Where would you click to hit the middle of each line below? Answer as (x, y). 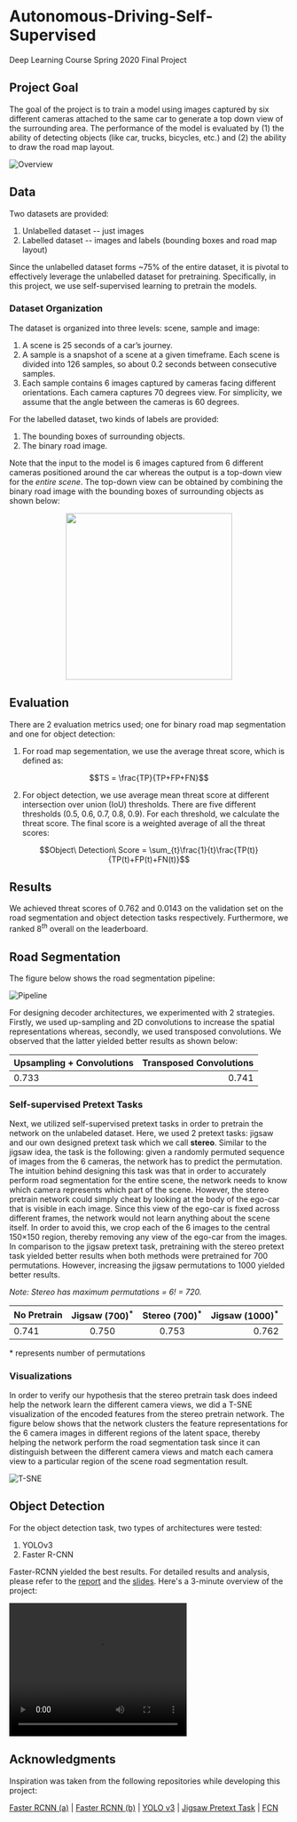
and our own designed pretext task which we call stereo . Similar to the (138, 1142)
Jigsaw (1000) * (245, 1315)
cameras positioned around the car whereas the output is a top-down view (145, 472)
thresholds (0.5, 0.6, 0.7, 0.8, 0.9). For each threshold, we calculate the (151, 814)
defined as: (43, 760)
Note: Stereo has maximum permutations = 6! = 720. (106, 1292)
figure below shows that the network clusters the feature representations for (148, 1423)
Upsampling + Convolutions (74, 1062)
